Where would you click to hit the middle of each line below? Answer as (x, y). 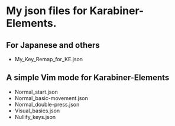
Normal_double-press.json (47, 104)
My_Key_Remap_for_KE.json (49, 59)
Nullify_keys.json (35, 117)
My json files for (47, 11)
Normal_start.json (36, 92)
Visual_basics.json (37, 111)
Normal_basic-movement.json (51, 98)
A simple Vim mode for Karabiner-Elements (88, 78)
